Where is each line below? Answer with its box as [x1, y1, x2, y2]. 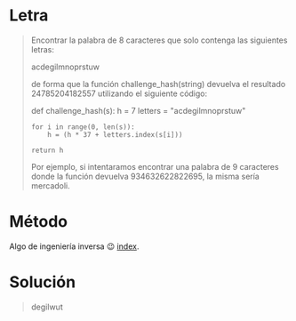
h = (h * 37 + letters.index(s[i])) [47, 130, 183, 139]
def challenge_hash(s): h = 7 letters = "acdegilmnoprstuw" [30, 105, 246, 116]
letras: [30, 44, 55, 54]
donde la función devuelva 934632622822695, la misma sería [30, 171, 260, 181]
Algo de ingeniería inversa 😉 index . [9, 241, 140, 252]
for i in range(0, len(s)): [30, 122, 135, 132]
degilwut [30, 301, 64, 312]
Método [9, 212, 68, 232]
